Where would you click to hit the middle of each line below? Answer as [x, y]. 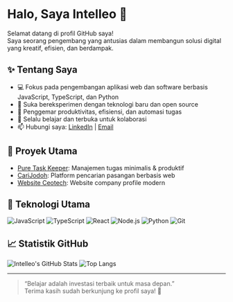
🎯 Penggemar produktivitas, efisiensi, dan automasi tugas [100, 112]
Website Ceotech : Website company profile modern [91, 182]
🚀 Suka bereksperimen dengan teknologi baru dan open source [108, 104]
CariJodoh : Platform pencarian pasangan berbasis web [96, 175]
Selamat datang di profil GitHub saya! [60, 33]
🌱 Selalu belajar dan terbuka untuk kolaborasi [82, 119]
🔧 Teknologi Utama [49, 204]
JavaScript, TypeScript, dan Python [68, 97]
